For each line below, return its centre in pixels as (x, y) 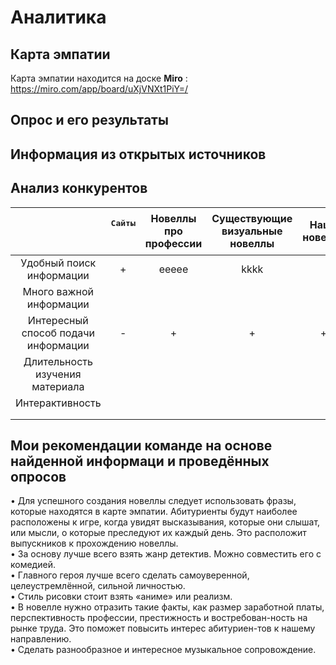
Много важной (58, 291)
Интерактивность (58, 403)
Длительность (58, 361)
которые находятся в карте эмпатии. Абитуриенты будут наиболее (154, 512)
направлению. (41, 639)
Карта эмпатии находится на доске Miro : (99, 78)
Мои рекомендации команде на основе (141, 445)
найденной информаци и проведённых (140, 461)
